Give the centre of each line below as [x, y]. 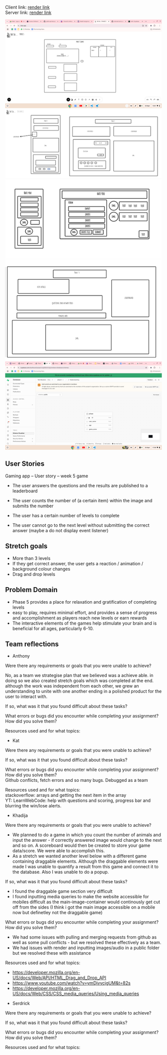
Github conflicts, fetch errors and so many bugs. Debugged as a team [77, 780]
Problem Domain [32, 590]
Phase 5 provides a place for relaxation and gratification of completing [84, 602]
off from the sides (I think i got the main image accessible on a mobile [84, 907]
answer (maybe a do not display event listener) [60, 530]
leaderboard [25, 491]
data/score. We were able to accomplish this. [59, 851]
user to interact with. [26, 697]
